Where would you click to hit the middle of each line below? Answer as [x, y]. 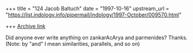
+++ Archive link [26, 26]
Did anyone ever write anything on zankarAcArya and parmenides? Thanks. [97, 37]
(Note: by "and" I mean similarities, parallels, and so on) [73, 44]
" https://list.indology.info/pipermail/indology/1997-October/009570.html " [94, 15]
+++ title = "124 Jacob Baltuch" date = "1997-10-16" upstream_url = [87, 9]
